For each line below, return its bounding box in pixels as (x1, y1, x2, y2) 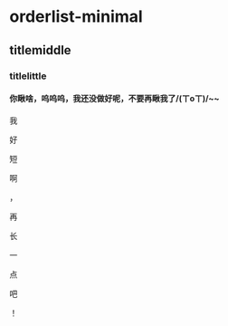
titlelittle (9, 70, 47, 82)
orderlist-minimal (9, 6, 143, 27)
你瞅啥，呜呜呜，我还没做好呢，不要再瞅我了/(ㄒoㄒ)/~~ (9, 93, 220, 104)
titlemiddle (9, 43, 71, 58)
